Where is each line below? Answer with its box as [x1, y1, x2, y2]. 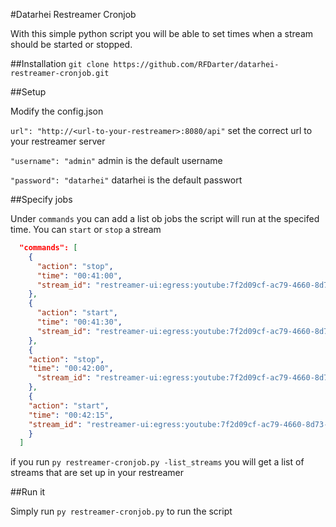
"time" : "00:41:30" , [36, 317, 123, 327]
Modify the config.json [10, 105, 104, 117]
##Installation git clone [10, 58, 110, 69]
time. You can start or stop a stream [10, 224, 162, 235]
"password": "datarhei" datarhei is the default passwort [10, 174, 243, 186]
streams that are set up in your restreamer [10, 467, 184, 479]
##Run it [10, 486, 46, 498]
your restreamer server [10, 135, 106, 147]
